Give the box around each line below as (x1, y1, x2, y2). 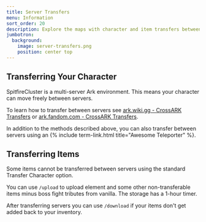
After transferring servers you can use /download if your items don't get (6, 202, 186, 209)
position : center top (17, 49, 72, 55)
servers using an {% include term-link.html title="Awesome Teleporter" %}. (6, 131, 196, 139)
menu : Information (6, 15, 53, 21)
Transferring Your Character (6, 72, 117, 82)
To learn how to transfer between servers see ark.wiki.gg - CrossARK (6, 106, 182, 113)
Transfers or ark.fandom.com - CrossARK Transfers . (6, 113, 139, 120)
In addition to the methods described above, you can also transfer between (6, 124, 196, 132)
